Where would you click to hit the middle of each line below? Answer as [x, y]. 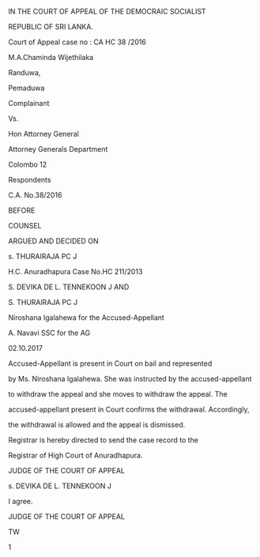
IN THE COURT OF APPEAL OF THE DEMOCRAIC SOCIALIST [107, 11]
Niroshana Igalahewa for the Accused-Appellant [86, 318]
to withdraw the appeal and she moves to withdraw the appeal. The [118, 394]
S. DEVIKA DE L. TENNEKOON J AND [69, 287]
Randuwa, [24, 73]
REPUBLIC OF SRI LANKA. [51, 26]
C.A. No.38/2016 [35, 195]
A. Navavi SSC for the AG [49, 333]
